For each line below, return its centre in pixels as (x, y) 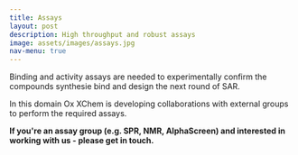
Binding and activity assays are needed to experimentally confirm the (138, 77)
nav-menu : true (38, 51)
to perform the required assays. (68, 114)
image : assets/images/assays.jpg (72, 43)
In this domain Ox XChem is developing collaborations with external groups (149, 104)
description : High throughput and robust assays (102, 34)
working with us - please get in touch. (82, 141)
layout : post (34, 26)
